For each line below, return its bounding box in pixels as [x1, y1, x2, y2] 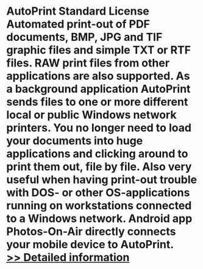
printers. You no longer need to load [6, 121, 192, 135]
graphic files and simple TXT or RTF [6, 43, 191, 57]
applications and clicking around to [6, 147, 188, 161]
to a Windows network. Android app [6, 212, 193, 226]
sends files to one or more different [6, 95, 188, 109]
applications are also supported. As [6, 69, 190, 83]
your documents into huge [6, 134, 143, 148]
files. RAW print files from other [6, 56, 169, 70]
